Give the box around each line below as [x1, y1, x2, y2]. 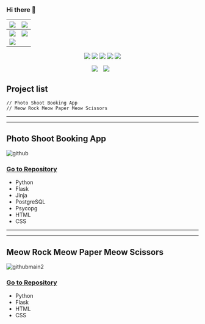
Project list [6, 84, 48, 94]
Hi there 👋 [6, 6, 37, 14]
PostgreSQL [15, 198, 46, 205]
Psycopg [15, 205, 38, 212]
